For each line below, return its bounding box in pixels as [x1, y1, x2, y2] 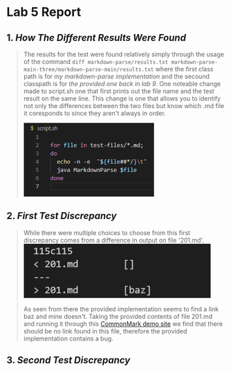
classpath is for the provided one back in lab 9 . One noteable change [23, 80, 221, 87]
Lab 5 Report [6, 4, 82, 20]
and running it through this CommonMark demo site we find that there [23, 320, 223, 328]
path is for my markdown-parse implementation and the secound [23, 72, 210, 80]
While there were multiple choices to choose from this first [23, 228, 191, 236]
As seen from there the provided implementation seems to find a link [23, 304, 219, 313]
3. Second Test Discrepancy [6, 354, 131, 366]
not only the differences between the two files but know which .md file [23, 102, 225, 110]
